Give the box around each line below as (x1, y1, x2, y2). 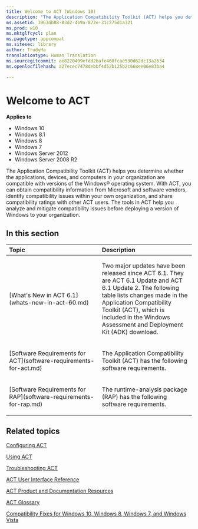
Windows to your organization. (6, 211, 81, 219)
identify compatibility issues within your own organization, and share (6, 193, 173, 200)
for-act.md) (9, 364, 42, 372)
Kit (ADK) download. (102, 328, 159, 336)
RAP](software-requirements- (9, 393, 94, 401)
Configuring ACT (6, 441, 47, 448)
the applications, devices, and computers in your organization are (6, 174, 166, 181)
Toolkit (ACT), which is (102, 306, 165, 314)
